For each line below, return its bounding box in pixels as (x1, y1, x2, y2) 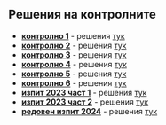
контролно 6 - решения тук (20, 77, 127, 88)
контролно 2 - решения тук (20, 40, 127, 51)
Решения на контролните (8, 7, 157, 22)
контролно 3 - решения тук (20, 49, 127, 60)
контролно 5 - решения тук (20, 68, 127, 79)
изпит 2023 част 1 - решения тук (20, 87, 147, 98)
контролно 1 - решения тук (20, 30, 125, 41)
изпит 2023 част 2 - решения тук (20, 97, 149, 107)
